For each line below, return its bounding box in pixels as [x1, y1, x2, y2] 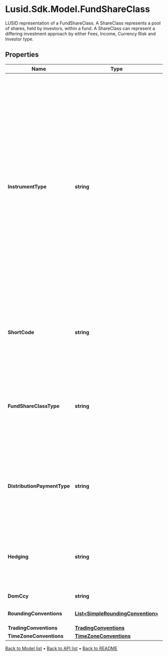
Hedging [7, 553, 29, 560]
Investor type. [5, 36, 34, 42]
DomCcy [7, 592, 29, 599]
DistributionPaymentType [7, 482, 70, 489]
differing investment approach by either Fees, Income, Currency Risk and [5, 30, 156, 36]
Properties [5, 50, 39, 59]
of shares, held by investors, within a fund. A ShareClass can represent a [5, 25, 155, 31]
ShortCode [7, 328, 34, 335]
